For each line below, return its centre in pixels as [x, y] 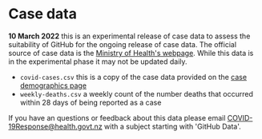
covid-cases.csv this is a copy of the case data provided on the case [133, 77]
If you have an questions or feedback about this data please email [117, 117]
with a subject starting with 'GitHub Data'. [173, 126]
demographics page [53, 85]
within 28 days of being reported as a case [91, 102]
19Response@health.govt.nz [55, 126]
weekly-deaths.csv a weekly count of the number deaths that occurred [137, 93]
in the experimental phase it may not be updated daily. [98, 62]
